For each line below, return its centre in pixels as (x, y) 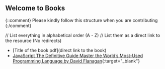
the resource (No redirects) (33, 40)
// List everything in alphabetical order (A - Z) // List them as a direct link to (83, 35)
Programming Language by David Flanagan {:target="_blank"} (76, 61)
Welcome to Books (35, 8)
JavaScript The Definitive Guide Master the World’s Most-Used (78, 55)
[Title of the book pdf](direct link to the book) (59, 50)
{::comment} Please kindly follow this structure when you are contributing (81, 20)
